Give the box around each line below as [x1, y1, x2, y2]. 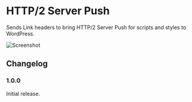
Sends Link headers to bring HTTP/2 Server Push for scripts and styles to [6, 24, 187, 31]
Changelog [6, 59, 48, 69]
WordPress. [6, 30, 35, 37]
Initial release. [6, 90, 40, 97]
